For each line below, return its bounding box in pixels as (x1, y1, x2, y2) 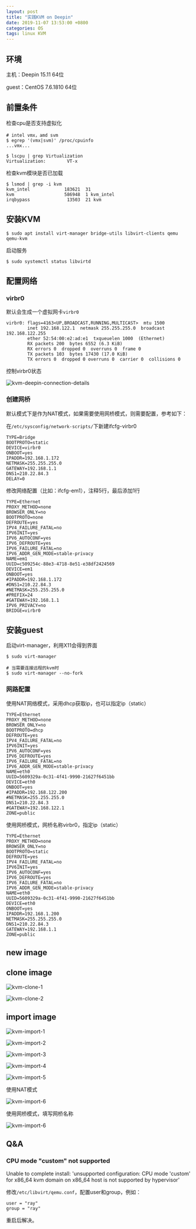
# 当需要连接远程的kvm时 (6, 665, 59, 671)
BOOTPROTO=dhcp (6, 727, 44, 733)
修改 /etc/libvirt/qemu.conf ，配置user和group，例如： (6, 1189, 142, 1196)
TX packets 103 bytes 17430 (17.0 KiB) (27, 351, 128, 357)
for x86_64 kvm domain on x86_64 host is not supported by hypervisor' (6, 1176, 180, 1183)
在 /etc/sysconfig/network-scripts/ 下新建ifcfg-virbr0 (6, 422, 137, 429)
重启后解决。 (6, 1217, 37, 1224)
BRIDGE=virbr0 (6, 608, 41, 614)
